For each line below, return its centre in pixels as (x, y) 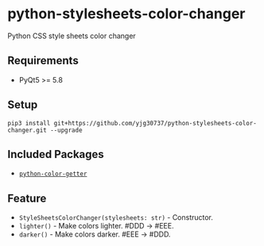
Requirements (43, 61)
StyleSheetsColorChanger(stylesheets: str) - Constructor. (116, 217)
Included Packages (56, 154)
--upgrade (66, 130)
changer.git (27, 130)
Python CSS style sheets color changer (72, 36)
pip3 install (29, 123)
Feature (27, 198)
